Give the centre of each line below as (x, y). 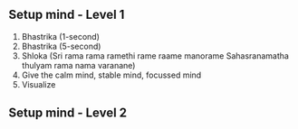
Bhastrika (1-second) (61, 36)
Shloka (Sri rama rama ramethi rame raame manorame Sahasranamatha (155, 55)
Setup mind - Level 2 (68, 113)
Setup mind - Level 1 (67, 15)
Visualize (38, 84)
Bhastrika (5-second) (61, 46)
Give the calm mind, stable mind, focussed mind (111, 75)
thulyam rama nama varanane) (78, 65)
